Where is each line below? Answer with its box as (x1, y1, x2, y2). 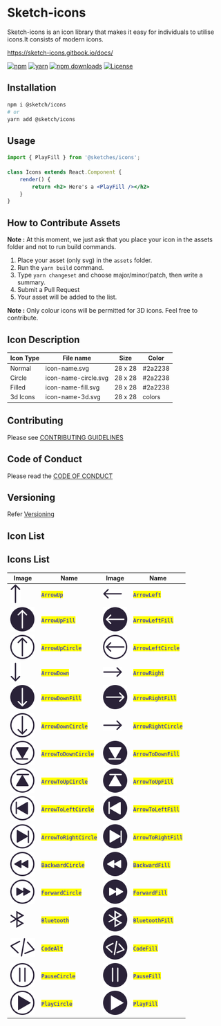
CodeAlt (41, 945, 64, 952)
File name (62, 354, 92, 363)
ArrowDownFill (41, 695, 82, 702)
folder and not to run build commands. (7, 243, 117, 251)
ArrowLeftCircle (133, 645, 180, 652)
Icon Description (7, 333, 80, 345)
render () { (19, 176, 51, 183)
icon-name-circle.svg (45, 374, 109, 382)
